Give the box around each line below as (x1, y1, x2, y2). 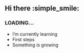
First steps (12, 36, 35, 42)
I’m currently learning (12, 31, 57, 37)
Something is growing (12, 42, 58, 48)
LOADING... (5, 19, 34, 26)
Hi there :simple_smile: (5, 4, 80, 13)
